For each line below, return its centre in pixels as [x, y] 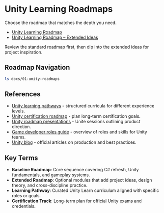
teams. [19, 137]
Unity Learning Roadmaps [59, 9]
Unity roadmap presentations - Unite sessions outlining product [76, 122]
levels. [18, 111]
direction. [21, 127]
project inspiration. [24, 52]
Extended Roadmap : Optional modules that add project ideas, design [82, 180]
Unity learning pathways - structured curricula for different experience [83, 106]
